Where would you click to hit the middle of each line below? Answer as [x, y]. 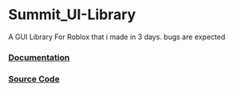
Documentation [39, 57]
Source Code [34, 79]
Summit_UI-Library [72, 15]
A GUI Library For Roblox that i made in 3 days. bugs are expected [117, 37]
